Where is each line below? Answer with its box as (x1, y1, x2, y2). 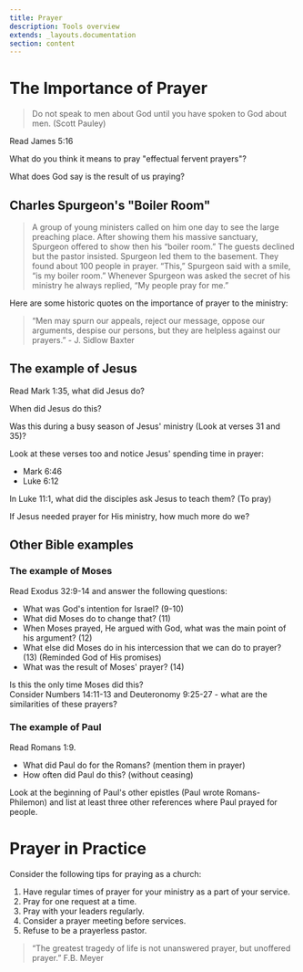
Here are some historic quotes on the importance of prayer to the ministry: (9, 298, 288, 308)
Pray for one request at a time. (22, 895, 137, 906)
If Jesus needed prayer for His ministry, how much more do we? (9, 510, 250, 521)
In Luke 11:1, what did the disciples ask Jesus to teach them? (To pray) (9, 493, 272, 504)
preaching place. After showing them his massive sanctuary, (31, 232, 258, 242)
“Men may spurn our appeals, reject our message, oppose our (31, 316, 266, 326)
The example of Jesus (9, 361, 138, 377)
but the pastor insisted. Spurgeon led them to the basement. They (31, 251, 279, 261)
